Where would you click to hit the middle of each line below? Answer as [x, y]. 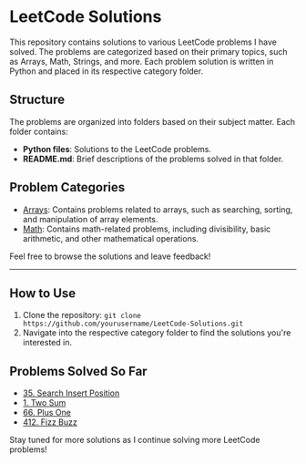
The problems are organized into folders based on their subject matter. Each [153, 121]
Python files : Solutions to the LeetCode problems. [117, 149]
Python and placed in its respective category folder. [106, 71]
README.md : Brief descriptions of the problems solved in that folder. [153, 159]
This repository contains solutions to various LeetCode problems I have [143, 42]
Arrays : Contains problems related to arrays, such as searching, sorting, [158, 209]
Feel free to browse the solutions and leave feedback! [110, 256]
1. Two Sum [44, 403]
